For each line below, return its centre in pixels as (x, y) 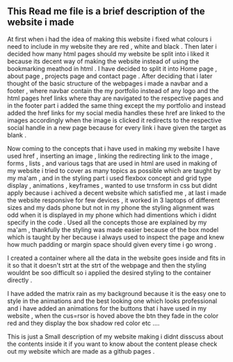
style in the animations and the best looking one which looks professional (112, 301)
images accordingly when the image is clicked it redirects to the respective (114, 120)
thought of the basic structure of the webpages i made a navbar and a (108, 83)
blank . (17, 135)
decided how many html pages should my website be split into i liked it (109, 54)
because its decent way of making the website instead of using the (103, 61)
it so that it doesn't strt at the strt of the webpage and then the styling (107, 265)
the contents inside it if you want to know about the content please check (112, 344)
